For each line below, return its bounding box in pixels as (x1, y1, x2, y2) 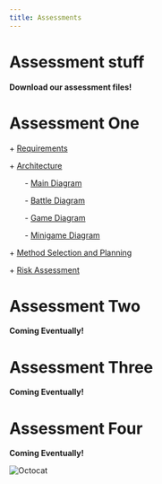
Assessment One (9, 113, 141, 133)
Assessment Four (9, 418, 143, 438)
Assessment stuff (9, 51, 145, 72)
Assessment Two (9, 295, 141, 316)
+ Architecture (9, 160, 63, 171)
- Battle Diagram (24, 195, 85, 206)
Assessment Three (9, 356, 154, 377)
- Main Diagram (24, 177, 82, 189)
